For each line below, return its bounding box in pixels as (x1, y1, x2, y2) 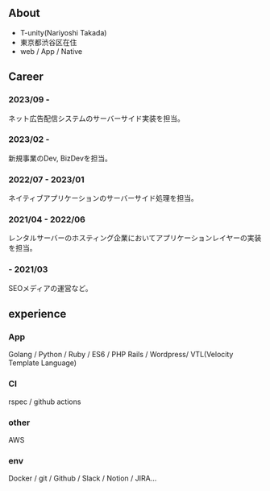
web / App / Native (19, 46, 83, 56)
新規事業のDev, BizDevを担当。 (8, 153, 113, 163)
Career (8, 70, 44, 84)
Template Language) (8, 358, 77, 368)
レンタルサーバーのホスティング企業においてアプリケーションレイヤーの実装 (8, 233, 262, 243)
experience (8, 307, 67, 321)
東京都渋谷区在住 (19, 37, 77, 47)
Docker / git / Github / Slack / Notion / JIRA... (8, 473, 157, 483)
